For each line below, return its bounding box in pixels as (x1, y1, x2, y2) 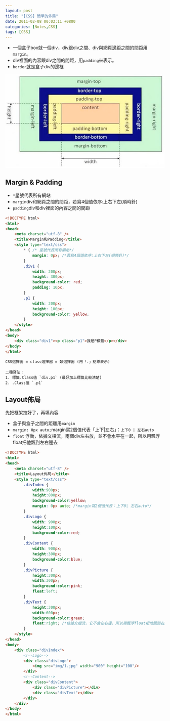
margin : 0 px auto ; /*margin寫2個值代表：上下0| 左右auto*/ (32, 503, 152, 508)
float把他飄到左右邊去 (12, 439, 58, 445)
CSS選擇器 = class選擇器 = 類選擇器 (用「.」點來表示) (5, 359, 110, 364)
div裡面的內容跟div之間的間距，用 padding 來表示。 (12, 57, 117, 63)
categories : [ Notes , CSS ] (5, 24, 58, 29)
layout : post (5, 8, 33, 13)
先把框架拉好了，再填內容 (5, 410, 59, 416)
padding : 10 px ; (32, 285, 65, 290)
